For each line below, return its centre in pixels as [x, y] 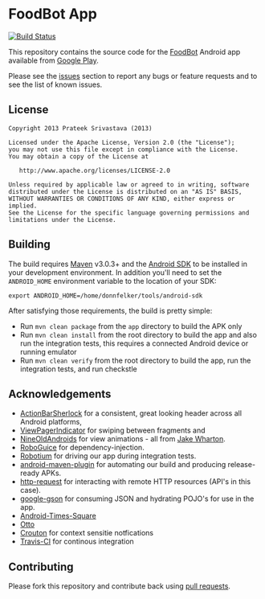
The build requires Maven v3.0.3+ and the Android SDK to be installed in [128, 264]
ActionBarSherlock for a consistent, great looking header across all [131, 413]
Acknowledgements [60, 394]
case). [31, 490]
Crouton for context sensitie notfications [87, 533]
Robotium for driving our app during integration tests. [108, 456]
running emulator [49, 351]
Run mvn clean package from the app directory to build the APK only [131, 326]
